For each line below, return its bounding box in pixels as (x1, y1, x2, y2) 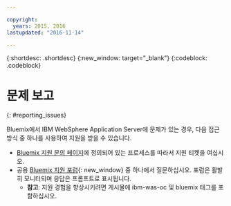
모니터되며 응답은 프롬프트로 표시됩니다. (24, 174, 132, 183)
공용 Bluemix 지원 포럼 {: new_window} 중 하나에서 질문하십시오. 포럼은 (16, 166, 210, 174)
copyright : (6, 16, 38, 23)
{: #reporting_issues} (6, 111, 67, 120)
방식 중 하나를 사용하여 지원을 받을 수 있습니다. (6, 134, 132, 142)
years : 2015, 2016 (12, 22, 66, 30)
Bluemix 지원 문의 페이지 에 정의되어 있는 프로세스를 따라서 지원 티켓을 (16, 149, 205, 157)
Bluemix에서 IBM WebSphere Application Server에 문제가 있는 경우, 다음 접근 (6, 125, 220, 133)
